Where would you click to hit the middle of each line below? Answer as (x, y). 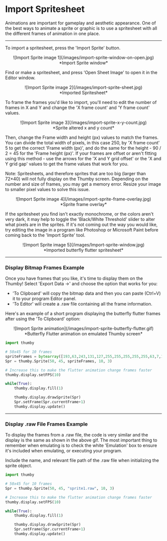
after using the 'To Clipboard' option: (43, 319)
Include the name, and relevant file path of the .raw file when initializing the (82, 460)
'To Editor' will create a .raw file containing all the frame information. (82, 304)
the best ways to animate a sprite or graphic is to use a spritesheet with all (81, 28)
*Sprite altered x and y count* (83, 127)
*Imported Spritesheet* (83, 93)
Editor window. (20, 78)
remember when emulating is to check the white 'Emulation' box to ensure (81, 445)
